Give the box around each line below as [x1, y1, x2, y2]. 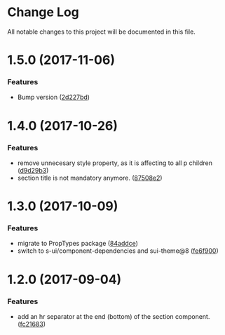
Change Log [7, 4, 79, 20]
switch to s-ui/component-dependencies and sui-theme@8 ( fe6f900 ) [17, 247, 219, 255]
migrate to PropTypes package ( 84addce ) [17, 239, 139, 248]
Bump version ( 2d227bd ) [17, 93, 90, 102]
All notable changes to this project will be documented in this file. [7, 27, 196, 36]
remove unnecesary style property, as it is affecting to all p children [17, 159, 212, 167]
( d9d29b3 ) [17, 166, 49, 174]
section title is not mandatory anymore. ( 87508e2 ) [17, 173, 163, 182]
